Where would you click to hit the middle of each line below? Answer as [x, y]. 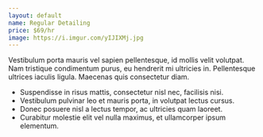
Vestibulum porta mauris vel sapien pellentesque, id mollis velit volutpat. [126, 60]
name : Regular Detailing [49, 23]
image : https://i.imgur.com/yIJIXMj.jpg [76, 38]
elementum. [39, 126]
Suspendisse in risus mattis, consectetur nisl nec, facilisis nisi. [122, 93]
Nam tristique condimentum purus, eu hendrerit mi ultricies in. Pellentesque [132, 69]
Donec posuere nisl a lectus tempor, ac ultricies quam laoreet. [121, 109]
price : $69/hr [32, 30]
